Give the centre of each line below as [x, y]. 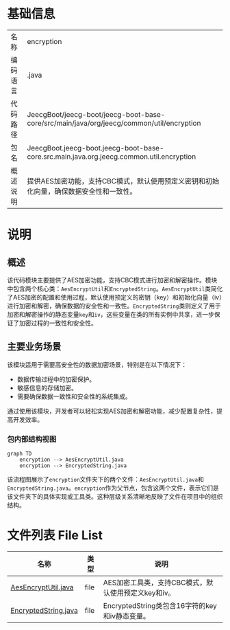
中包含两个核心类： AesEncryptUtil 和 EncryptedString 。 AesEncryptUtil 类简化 [115, 289]
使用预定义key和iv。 [142, 593]
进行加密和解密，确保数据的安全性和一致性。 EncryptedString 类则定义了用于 [114, 306]
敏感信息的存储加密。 [47, 387]
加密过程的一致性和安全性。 [58, 323]
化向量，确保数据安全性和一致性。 [82, 191]
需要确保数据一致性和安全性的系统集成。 [74, 396]
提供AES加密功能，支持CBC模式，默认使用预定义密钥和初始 [123, 181]
